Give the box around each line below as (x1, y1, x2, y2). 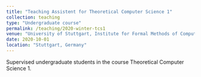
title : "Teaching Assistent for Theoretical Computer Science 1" (6, 8, 172, 15)
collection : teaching (6, 14, 60, 20)
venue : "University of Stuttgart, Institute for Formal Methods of (6, 31, 178, 37)
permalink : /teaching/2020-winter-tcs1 (6, 25, 106, 32)
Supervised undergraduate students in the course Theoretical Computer (6, 58, 184, 66)
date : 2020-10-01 (6, 36, 50, 42)
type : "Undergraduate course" (6, 20, 82, 26)
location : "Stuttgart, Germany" (6, 42, 87, 48)
